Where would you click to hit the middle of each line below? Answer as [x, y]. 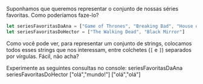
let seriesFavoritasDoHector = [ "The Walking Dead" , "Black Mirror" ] [96, 32]
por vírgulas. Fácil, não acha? [43, 56]
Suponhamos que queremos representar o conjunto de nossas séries [92, 9]
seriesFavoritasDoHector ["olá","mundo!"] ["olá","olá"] [73, 74]
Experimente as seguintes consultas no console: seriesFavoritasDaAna [95, 68]
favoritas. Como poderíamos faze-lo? [53, 15]
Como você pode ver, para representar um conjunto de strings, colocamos [99, 43]
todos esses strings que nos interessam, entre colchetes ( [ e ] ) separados [99, 50]
